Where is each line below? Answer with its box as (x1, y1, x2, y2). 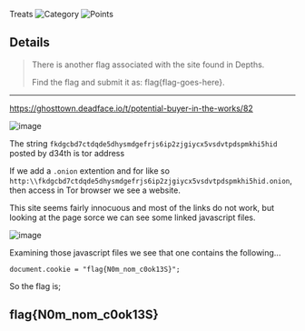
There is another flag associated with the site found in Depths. (31, 59, 265, 70)
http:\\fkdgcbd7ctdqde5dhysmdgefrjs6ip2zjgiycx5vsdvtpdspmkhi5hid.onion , (9, 175, 293, 186)
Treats (9, 9, 34, 19)
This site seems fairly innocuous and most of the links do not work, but (9, 202, 275, 213)
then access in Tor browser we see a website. (9, 185, 182, 196)
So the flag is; (9, 280, 62, 291)
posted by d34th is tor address (9, 147, 125, 158)
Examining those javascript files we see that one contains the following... (9, 246, 281, 258)
